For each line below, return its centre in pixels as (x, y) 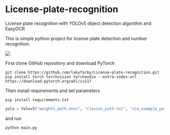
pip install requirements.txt (37, 100)
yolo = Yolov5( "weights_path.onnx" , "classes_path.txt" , (67, 109)
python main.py (21, 127)
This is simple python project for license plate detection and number (76, 38)
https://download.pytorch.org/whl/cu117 (49, 81)
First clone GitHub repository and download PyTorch (60, 63)
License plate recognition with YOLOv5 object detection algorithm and (78, 23)
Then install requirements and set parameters (53, 91)
